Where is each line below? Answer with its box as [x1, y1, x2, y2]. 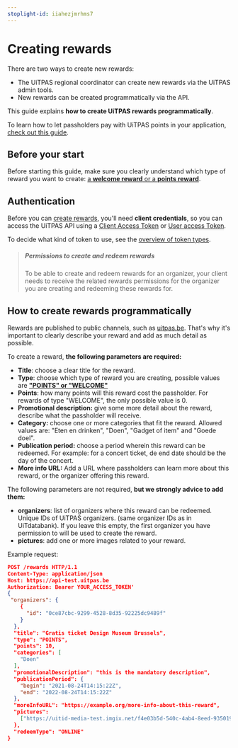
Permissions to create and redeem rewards [24, 251, 155, 260]
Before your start [7, 148, 84, 160]
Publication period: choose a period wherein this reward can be [17, 441, 205, 449]
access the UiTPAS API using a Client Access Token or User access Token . [7, 221, 227, 230]
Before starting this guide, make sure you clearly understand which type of [7, 167, 226, 176]
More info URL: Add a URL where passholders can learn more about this [17, 464, 229, 472]
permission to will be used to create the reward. [17, 529, 157, 537]
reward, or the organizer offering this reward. [17, 471, 149, 480]
